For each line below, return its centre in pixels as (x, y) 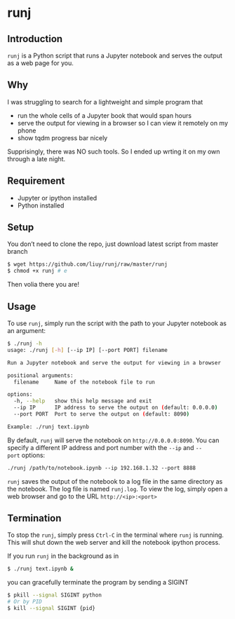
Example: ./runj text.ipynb (48, 427)
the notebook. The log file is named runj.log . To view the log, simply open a (117, 489)
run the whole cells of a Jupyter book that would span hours (104, 115)
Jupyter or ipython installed (57, 198)
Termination (34, 518)
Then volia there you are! (43, 285)
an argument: (27, 331)
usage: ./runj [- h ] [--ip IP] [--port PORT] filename (88, 350)
